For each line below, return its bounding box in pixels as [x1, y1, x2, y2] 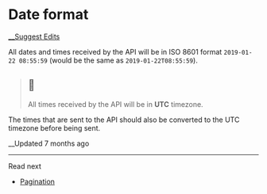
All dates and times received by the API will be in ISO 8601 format [8, 47, 222, 56]
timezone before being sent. [8, 123, 101, 132]
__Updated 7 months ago [8, 139, 90, 148]
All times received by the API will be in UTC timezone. [27, 99, 204, 108]
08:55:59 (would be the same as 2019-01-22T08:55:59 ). [18, 55, 199, 65]
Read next [8, 161, 42, 171]
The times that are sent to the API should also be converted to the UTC [8, 115, 240, 124]
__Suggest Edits [8, 32, 60, 41]
